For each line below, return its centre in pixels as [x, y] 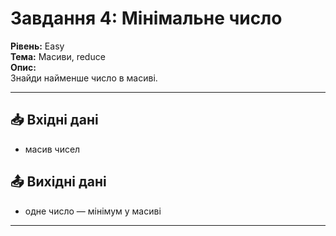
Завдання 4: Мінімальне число [146, 18]
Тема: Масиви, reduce [58, 56]
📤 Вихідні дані [58, 182]
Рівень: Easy [37, 46]
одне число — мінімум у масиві [93, 211]
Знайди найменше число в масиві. [84, 78]
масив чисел [52, 149]
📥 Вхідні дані [54, 120]
